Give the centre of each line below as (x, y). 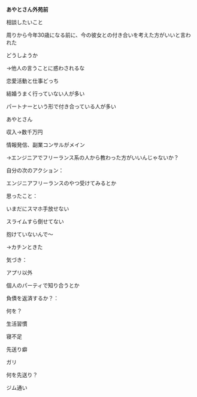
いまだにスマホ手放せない (38, 209)
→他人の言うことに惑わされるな (46, 68)
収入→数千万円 (25, 132)
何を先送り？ (22, 375)
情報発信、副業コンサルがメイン (46, 145)
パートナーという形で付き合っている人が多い (61, 106)
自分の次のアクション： (35, 170)
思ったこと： (22, 196)
